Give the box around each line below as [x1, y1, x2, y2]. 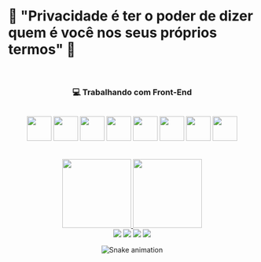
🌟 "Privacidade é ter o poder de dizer [8, 7, 254, 25]
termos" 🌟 [8, 41, 76, 58]
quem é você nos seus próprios [8, 24, 218, 42]
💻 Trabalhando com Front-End [72, 87, 193, 98]
